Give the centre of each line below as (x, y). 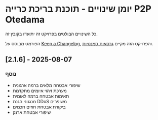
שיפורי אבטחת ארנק (32, 112)
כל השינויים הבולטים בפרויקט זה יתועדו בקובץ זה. (51, 34)
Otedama (25, 20)
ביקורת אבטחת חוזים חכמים (39, 107)
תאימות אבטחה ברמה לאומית (41, 96)
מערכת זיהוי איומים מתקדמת (39, 91)
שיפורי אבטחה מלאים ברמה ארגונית (46, 85)
